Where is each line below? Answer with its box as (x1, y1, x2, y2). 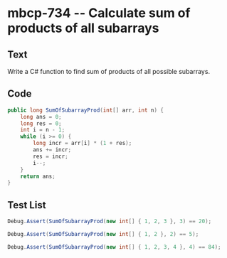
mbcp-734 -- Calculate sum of (7, 5, 191, 21)
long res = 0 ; (20, 119, 62, 127)
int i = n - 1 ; (20, 127, 65, 134)
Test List (7, 199, 46, 211)
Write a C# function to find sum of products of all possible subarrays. (7, 68, 211, 75)
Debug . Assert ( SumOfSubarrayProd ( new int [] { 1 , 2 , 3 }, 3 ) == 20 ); (7, 218, 212, 225)
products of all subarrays (7, 20, 159, 36)
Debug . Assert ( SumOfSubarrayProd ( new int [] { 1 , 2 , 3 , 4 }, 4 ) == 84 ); (7, 243, 222, 250)
